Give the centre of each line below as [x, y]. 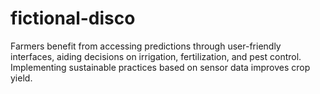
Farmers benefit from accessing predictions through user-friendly [146, 46]
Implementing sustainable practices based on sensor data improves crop [160, 67]
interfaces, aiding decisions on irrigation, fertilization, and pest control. [156, 56]
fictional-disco [73, 18]
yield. [21, 78]
